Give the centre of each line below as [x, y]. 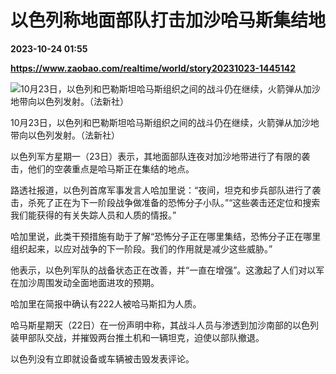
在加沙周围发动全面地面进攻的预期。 [85, 282]
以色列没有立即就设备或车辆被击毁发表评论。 [102, 358]
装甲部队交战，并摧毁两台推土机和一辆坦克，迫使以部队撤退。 [137, 337]
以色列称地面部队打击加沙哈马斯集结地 [168, 20]
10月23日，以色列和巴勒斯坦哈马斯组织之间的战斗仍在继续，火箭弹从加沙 [160, 122]
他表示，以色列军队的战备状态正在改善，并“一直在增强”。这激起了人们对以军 [167, 270]
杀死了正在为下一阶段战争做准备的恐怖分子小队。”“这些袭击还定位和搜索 [174, 202]
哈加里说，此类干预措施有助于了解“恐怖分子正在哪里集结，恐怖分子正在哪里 [166, 236]
